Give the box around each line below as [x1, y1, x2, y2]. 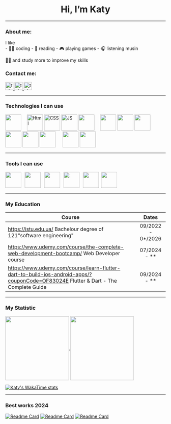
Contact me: [5, 70, 37, 77]
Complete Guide [8, 284, 47, 291]
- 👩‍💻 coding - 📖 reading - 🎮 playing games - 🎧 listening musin [5, 45, 138, 52]
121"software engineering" [8, 232, 74, 239]
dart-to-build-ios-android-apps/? [8, 271, 92, 278]
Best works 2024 [5, 402, 49, 409]
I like [5, 40, 15, 46]
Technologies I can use [5, 103, 64, 110]
